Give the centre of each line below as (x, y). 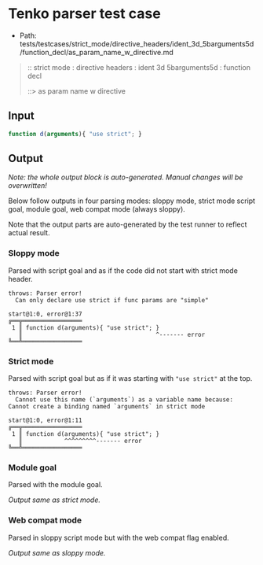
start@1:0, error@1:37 (45, 314)
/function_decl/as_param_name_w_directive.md (97, 52)
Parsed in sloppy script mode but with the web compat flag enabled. (119, 537)
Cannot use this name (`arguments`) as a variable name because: (124, 400)
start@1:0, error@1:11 (45, 421)
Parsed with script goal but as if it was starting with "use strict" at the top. (130, 379)
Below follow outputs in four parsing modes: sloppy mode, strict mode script (132, 201)
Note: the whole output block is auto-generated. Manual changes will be (126, 177)
